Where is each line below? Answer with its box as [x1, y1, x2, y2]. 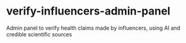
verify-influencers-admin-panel [6, 4, 171, 18]
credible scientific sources [6, 30, 72, 38]
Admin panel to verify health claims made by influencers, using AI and [6, 24, 181, 31]
